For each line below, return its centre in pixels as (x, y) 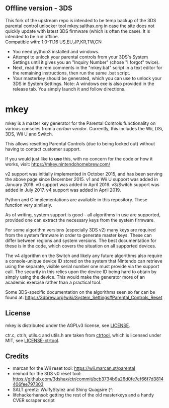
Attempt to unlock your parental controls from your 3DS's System (80, 57)
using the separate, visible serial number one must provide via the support (82, 266)
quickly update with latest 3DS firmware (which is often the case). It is (78, 31)
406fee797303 (28, 384)
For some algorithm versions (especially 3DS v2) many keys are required (80, 230)
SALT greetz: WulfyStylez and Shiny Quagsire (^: (63, 390)
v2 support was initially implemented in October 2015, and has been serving (84, 174)
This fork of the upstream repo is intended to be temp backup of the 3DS (81, 20)
